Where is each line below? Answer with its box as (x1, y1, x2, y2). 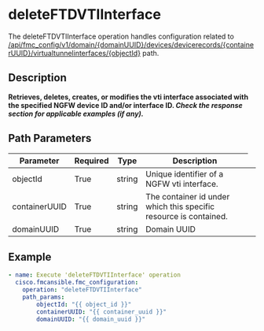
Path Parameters (8, 132, 92, 145)
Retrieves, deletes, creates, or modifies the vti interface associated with (8, 92, 249, 102)
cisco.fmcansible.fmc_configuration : (15, 278, 139, 287)
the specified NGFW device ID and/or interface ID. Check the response (8, 100, 244, 110)
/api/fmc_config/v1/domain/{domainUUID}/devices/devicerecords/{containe (8, 39, 254, 49)
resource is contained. (145, 210, 228, 221)
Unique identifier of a (145, 168, 224, 179)
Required (74, 155, 109, 166)
